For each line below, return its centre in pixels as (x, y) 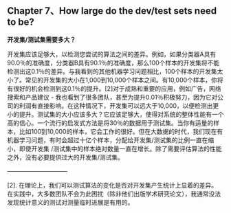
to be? (21, 22)
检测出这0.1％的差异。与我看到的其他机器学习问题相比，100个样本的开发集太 (115, 71)
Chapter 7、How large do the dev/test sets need (112, 11)
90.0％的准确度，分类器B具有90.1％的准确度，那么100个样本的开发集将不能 (113, 63)
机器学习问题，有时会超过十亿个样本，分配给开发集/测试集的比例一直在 (108, 140)
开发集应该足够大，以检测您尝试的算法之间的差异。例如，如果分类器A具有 (112, 54)
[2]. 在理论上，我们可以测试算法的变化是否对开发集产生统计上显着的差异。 (112, 185)
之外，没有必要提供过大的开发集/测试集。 (66, 157)
